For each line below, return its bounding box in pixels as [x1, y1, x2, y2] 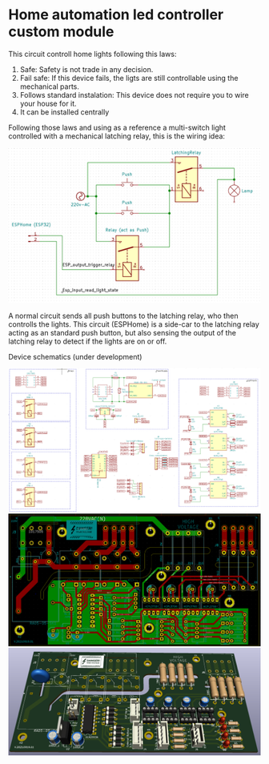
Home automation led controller [8, 6, 224, 24]
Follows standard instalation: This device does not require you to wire [19, 90, 250, 99]
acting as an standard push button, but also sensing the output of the [8, 328, 236, 337]
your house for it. [19, 99, 78, 108]
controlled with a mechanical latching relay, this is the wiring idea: [8, 131, 226, 141]
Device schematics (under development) [8, 352, 143, 361]
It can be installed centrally [19, 107, 110, 117]
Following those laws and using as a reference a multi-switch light [8, 123, 227, 132]
